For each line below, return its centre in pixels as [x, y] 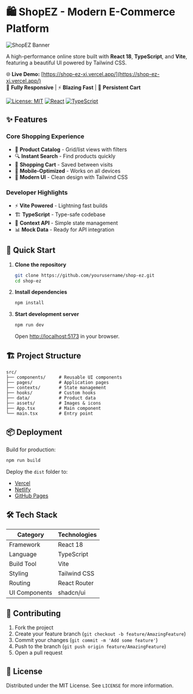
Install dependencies [41, 292]
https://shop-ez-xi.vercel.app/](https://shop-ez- [102, 74]
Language [23, 554]
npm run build [24, 460]
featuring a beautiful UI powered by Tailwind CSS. [66, 63]
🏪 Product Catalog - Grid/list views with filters [71, 149]
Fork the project [34, 628]
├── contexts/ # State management [56, 388]
